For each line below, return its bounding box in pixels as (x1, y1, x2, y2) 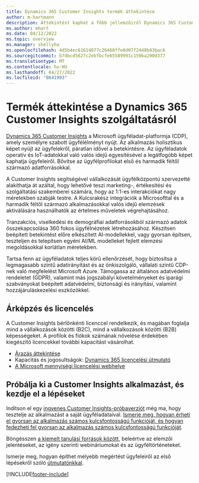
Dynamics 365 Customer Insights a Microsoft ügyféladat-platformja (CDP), (6, 133, 188, 140)
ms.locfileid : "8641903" (6, 75, 68, 81)
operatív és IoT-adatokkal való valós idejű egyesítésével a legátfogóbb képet (6, 152, 192, 159)
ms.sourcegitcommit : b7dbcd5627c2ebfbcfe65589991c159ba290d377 (6, 53, 166, 59)
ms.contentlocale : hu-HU (6, 63, 68, 70)
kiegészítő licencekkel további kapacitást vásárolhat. (6, 338, 135, 346)
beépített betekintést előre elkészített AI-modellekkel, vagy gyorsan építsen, (6, 231, 192, 238)
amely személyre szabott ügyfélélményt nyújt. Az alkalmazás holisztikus (6, 139, 182, 146)
